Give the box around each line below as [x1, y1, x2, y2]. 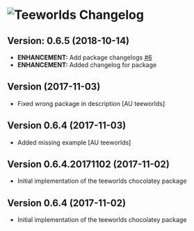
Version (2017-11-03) [7, 81, 101, 93]
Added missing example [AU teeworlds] [17, 138, 131, 147]
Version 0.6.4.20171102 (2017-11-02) [7, 158, 170, 170]
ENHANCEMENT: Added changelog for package [17, 61, 157, 69]
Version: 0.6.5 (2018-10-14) [7, 35, 130, 47]
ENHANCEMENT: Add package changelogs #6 [17, 53, 153, 61]
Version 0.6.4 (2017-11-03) [7, 119, 127, 132]
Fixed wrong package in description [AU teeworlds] [17, 99, 165, 107]
